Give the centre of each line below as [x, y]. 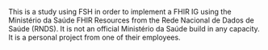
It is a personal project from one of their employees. [94, 37]
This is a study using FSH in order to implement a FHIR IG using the [120, 12]
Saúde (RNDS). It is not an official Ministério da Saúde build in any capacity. [134, 29]
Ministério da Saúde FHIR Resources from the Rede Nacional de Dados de [131, 20]
